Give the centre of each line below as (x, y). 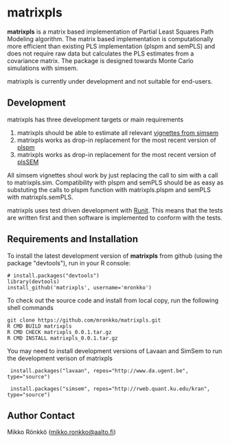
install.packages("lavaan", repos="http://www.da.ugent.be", (99, 371)
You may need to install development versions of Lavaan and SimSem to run (115, 350)
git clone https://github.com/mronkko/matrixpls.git (84, 320)
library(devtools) (33, 282)
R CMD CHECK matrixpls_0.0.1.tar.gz (59, 332)
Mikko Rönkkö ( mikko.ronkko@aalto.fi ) (62, 432)
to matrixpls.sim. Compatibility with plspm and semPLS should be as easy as (115, 182)
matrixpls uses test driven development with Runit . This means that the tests (115, 210)
